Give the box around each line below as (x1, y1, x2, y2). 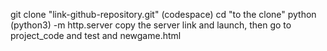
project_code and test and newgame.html (10, 30, 182, 41)
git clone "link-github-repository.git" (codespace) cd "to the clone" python (10, 9, 317, 20)
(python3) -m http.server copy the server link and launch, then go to (10, 19, 292, 31)
